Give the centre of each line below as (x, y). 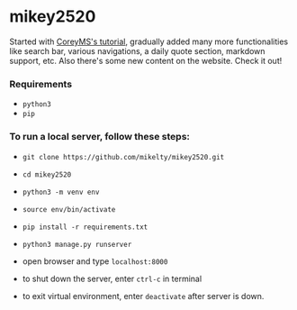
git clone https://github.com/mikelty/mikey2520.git (123, 157)
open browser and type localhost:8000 (95, 261)
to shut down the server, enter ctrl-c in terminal (112, 278)
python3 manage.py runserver (77, 244)
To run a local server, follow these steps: (100, 137)
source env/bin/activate (69, 209)
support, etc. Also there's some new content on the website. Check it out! (146, 60)
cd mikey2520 (47, 174)
